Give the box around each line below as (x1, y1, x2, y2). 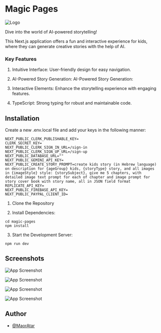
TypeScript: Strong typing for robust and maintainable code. (12, 100, 132, 106)
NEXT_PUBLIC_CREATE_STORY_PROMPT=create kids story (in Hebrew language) (5, 162, 157, 167)
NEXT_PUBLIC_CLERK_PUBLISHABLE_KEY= (5, 137, 79, 141)
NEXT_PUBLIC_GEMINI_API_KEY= (5, 158, 64, 163)
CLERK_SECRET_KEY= (5, 141, 42, 146)
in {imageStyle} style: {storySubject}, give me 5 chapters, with (5, 171, 142, 175)
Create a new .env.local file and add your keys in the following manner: (5, 127, 146, 133)
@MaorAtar (12, 322, 35, 329)
